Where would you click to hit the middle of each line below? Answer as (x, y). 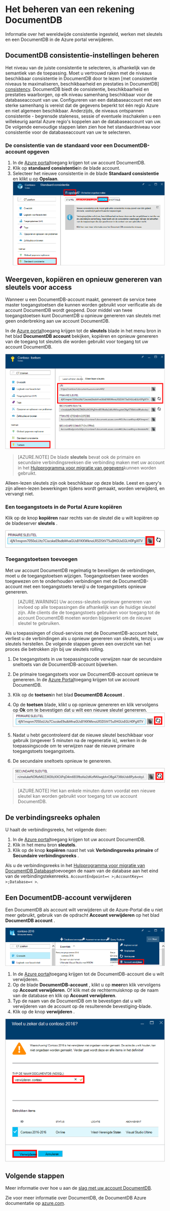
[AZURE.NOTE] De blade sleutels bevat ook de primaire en (79, 457)
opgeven (38, 151)
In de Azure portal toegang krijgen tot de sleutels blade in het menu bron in (83, 331)
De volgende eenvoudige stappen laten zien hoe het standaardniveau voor (83, 127)
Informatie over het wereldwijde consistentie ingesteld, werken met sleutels (84, 34)
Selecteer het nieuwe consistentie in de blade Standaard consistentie (86, 174)
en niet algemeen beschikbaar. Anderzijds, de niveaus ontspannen (75, 110)
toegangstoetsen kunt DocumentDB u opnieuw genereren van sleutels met (83, 316)
